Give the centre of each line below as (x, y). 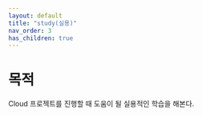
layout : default (35, 16)
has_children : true (41, 38)
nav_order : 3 (30, 30)
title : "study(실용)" (43, 23)
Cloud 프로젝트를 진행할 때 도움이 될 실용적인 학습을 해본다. (101, 104)
